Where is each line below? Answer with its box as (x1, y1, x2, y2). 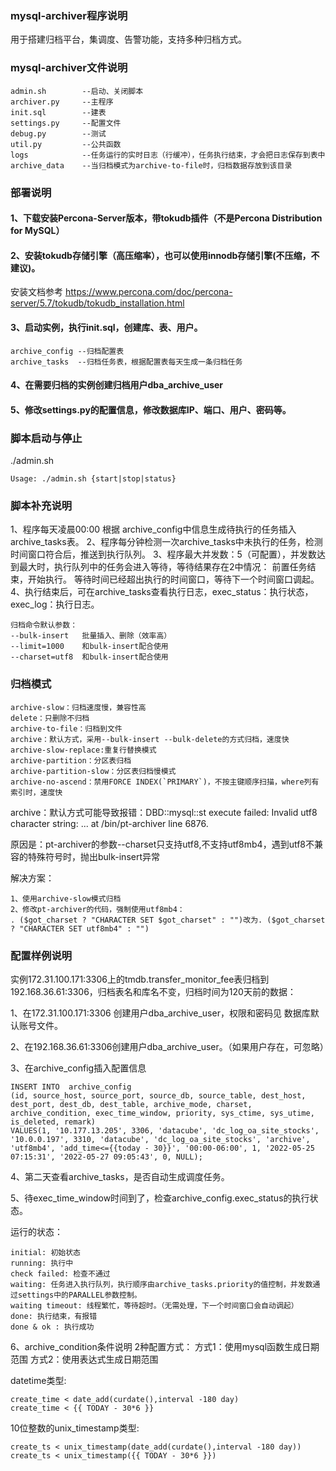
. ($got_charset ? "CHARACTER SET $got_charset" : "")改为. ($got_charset (10, 915, 326, 925)
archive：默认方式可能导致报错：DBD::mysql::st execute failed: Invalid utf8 (10, 806, 318, 818)
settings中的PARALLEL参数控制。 (17, 1290, 142, 1300)
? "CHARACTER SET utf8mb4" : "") (10, 923, 150, 934)
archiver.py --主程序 (10, 97, 114, 107)
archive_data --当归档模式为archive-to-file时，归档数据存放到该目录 (10, 160, 293, 171)
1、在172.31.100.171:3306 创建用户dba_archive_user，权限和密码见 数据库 (10, 1007, 311, 1019)
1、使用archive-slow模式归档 (10, 893, 122, 904)
